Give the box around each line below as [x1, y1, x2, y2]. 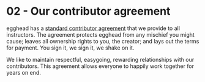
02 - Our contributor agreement [6, 4, 171, 18]
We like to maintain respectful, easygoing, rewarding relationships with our [6, 56, 195, 63]
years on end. [6, 69, 41, 76]
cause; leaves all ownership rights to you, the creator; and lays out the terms [6, 37, 199, 45]
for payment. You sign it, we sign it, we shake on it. [6, 44, 135, 51]
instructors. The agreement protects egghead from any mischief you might [6, 31, 195, 38]
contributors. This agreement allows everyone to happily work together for [6, 62, 195, 70]
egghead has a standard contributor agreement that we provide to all [6, 24, 181, 32]
